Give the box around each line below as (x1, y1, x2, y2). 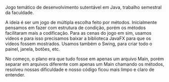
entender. (5, 72, 25, 77)
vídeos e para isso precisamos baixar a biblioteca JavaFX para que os (5, 35, 151, 41)
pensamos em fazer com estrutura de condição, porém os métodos (5, 25, 146, 31)
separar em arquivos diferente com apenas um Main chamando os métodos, (5, 61, 164, 67)
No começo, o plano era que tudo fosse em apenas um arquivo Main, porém (5, 56, 164, 62)
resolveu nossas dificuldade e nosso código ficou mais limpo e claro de (5, 66, 154, 72)
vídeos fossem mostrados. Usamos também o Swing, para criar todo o (5, 41, 153, 47)
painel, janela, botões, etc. (5, 46, 60, 52)
